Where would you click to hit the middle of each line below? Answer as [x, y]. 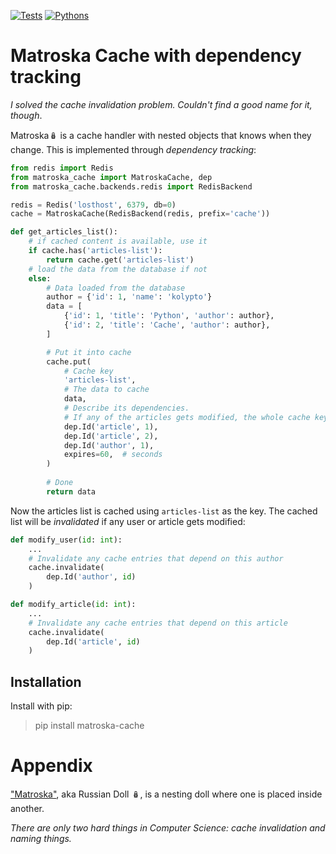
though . [26, 115]
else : [40, 278]
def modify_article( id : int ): [73, 605]
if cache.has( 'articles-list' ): [95, 251]
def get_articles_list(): [64, 232]
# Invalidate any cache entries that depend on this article [158, 623]
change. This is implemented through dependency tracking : [133, 149]
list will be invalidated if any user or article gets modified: [128, 521]
